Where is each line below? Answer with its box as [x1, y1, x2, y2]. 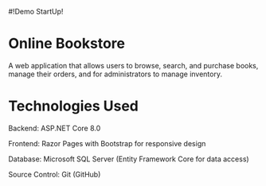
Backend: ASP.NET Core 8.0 [8, 123, 101, 133]
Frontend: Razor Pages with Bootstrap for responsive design [8, 138, 206, 148]
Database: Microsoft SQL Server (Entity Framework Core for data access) [8, 154, 249, 164]
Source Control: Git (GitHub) [8, 169, 101, 179]
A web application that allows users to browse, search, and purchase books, [8, 60, 259, 70]
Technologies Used [8, 97, 139, 115]
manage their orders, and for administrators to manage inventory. [8, 69, 223, 79]
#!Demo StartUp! [8, 7, 64, 16]
